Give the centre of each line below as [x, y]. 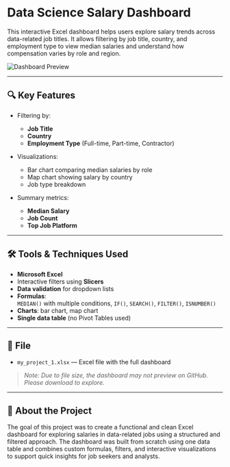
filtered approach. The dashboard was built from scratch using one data [108, 442]
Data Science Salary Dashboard [99, 13]
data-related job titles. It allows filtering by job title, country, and [97, 38]
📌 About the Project [50, 411]
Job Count [42, 218]
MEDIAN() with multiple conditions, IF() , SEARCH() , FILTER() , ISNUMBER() [117, 303]
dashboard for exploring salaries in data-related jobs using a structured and [114, 434]
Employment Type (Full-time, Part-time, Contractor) [101, 143]
